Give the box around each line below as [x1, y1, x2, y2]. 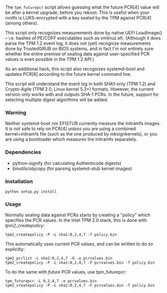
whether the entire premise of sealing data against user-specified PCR [5, 51, 150, 57]
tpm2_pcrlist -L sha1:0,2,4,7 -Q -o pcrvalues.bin [5, 256, 113, 261]
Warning [5, 109, 26, 116]
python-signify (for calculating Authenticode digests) [12, 160, 122, 166]
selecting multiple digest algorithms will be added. [5, 97, 109, 103]
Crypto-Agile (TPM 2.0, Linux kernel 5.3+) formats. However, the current [5, 86, 154, 92]
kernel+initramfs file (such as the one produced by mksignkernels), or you [5, 131, 158, 137]
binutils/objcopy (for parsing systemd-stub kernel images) [12, 165, 132, 171]
